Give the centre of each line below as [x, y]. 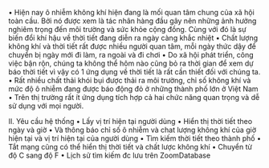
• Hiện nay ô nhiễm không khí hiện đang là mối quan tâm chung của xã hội [131, 12]
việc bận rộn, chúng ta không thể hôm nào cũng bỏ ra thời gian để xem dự [131, 63]
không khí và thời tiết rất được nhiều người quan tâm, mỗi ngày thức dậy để [132, 46]
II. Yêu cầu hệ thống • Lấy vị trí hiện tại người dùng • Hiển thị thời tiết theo [130, 121]
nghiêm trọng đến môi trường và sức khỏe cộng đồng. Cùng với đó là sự [127, 29]
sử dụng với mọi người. [46, 106]
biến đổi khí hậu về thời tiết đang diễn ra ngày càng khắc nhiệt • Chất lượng [133, 38]
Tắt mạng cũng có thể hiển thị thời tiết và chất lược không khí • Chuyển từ [130, 147]
